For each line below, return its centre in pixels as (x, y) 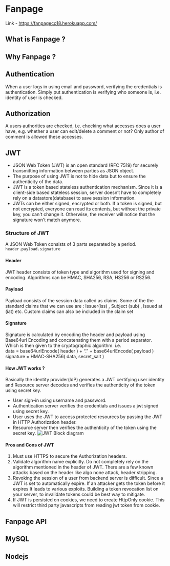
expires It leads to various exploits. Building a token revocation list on (86, 489)
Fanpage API (26, 521)
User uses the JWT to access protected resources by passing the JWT (88, 417)
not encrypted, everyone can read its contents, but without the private (87, 209)
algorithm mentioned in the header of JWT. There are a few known (83, 467)
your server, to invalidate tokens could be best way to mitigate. (79, 494)
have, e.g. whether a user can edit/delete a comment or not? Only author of (85, 131)
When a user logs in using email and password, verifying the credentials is (84, 86)
